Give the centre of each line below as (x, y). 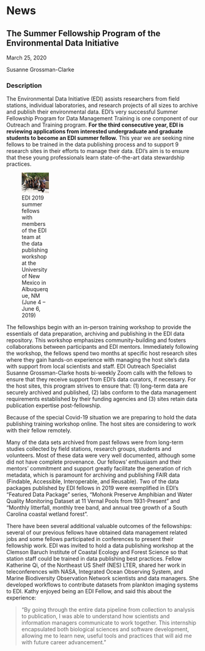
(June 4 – (34, 302)
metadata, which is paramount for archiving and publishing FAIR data (93, 475)
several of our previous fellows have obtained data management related (97, 532)
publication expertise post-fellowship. (54, 405)
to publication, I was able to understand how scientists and (95, 616)
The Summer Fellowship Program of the (84, 33)
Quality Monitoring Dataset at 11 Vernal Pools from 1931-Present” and (93, 501)
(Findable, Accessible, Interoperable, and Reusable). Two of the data (93, 481)
